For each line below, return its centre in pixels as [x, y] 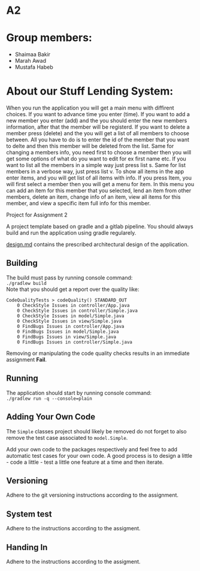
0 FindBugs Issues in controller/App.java [71, 326]
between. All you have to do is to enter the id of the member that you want [98, 140]
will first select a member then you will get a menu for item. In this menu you [100, 184]
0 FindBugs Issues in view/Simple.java [67, 337]
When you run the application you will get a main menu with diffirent [90, 108]
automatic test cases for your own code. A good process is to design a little [99, 455]
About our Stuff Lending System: [90, 91]
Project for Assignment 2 [37, 215]
